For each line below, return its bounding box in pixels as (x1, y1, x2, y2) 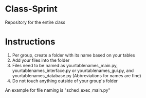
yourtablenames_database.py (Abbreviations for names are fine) (12, 72, 141, 78)
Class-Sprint (5, 3, 57, 14)
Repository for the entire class (5, 19, 66, 25)
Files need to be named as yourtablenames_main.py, (12, 62, 118, 68)
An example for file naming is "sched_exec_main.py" (5, 87, 110, 93)
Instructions (5, 36, 55, 47)
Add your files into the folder (12, 57, 70, 63)
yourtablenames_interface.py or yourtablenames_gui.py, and (12, 68, 134, 73)
